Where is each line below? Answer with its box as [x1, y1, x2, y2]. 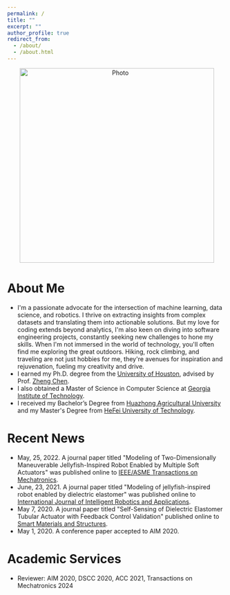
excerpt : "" [7, 23, 41, 30]
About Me [7, 281, 65, 296]
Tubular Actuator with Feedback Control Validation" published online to [17, 512, 220, 520]
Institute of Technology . [17, 392, 85, 400]
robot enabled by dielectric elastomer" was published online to [17, 490, 196, 498]
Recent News [7, 430, 85, 446]
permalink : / [7, 10, 45, 17]
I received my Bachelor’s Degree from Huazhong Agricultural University [17, 399, 221, 407]
